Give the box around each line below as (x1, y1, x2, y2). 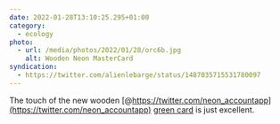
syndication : (9, 63, 58, 72)
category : (9, 21, 46, 30)
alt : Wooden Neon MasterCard (25, 54, 134, 63)
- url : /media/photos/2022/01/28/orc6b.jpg (17, 46, 181, 55)
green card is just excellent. (152, 104, 255, 115)
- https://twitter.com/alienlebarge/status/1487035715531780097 (17, 71, 261, 80)
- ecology (17, 29, 54, 38)
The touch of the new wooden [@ (9, 95, 133, 105)
